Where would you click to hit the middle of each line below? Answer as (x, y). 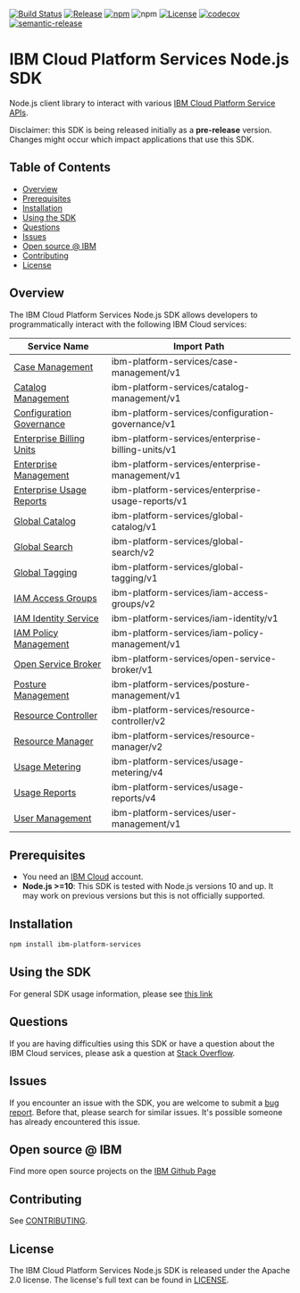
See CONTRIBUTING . (48, 1221)
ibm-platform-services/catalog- (180, 387)
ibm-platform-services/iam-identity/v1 (195, 618)
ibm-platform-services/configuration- (193, 413)
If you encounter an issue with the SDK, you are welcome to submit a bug (144, 1103)
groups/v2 (133, 603)
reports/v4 (133, 798)
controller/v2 (138, 721)
